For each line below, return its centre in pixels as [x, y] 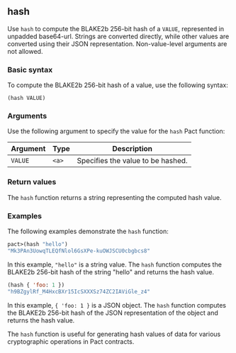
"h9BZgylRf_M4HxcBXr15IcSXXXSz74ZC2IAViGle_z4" [79, 291]
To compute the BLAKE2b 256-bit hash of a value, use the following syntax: [118, 85]
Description [133, 149]
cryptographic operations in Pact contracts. [71, 341]
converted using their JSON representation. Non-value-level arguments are [117, 44]
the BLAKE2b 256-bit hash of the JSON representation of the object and [113, 313]
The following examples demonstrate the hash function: [88, 231]
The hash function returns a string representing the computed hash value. [114, 197]
